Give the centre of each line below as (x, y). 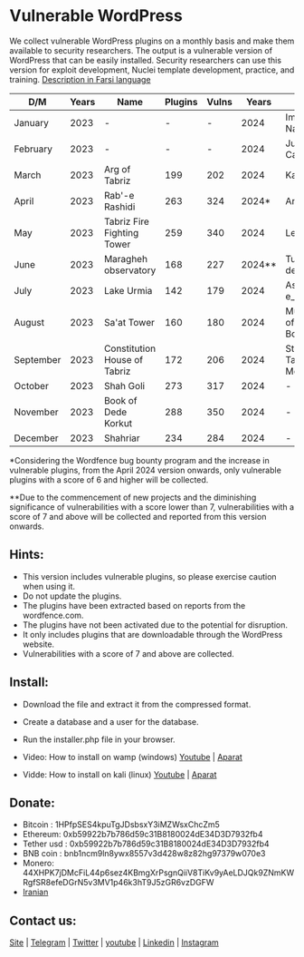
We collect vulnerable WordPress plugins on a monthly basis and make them (152, 41)
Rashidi (119, 207)
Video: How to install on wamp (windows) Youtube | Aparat (132, 757)
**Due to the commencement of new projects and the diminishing (133, 497)
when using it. (48, 586)
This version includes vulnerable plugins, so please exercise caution (150, 576)
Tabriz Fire (126, 221)
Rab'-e (119, 195)
